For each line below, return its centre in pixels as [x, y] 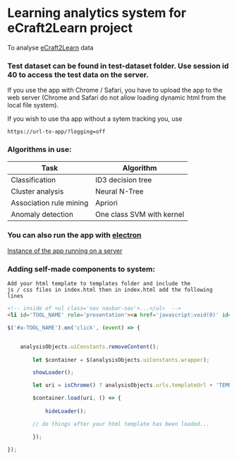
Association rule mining [50, 203]
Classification [34, 179]
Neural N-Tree [119, 191]
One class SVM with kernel [140, 214]
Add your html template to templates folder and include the [99, 284]
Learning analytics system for [97, 13]
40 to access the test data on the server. [78, 74]
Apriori [106, 203]
